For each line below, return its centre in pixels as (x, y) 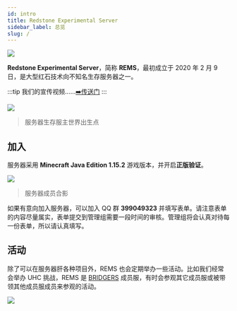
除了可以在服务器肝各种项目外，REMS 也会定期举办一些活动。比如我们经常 (116, 269)
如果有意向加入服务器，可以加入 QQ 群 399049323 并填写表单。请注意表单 (117, 209)
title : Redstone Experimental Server (63, 20)
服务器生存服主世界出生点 (62, 122)
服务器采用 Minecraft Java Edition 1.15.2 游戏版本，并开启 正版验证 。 (107, 165)
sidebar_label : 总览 (36, 27)
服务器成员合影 (46, 193)
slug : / (19, 34)
